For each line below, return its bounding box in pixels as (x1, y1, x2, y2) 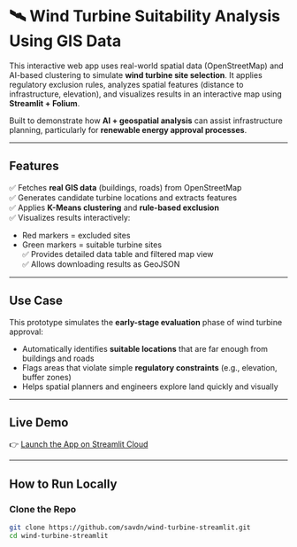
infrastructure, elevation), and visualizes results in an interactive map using (9, 89, 283, 99)
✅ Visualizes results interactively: (9, 212, 131, 223)
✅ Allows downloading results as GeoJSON (21, 258, 180, 270)
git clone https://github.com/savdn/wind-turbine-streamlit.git (9, 523, 251, 532)
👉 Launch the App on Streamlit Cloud (9, 439, 148, 449)
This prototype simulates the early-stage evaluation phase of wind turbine (9, 316, 283, 327)
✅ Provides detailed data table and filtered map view (21, 248, 214, 259)
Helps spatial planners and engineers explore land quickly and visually (21, 381, 278, 392)
